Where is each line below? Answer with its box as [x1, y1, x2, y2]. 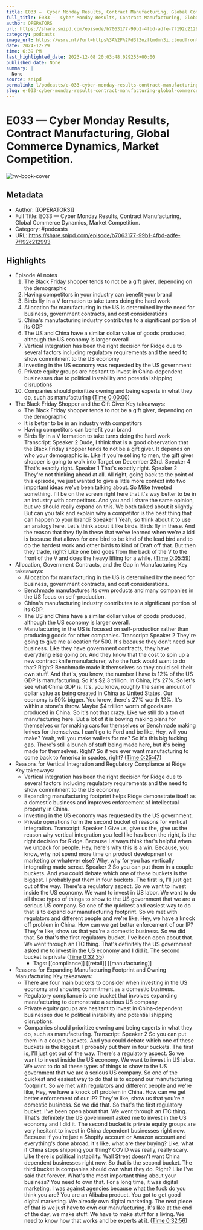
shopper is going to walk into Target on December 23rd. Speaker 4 [24, 458, 191, 465]
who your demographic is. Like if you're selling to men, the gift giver [24, 452, 194, 459]
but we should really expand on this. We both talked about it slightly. [24, 503, 195, 510]
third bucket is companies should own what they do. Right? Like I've [24, 1166, 193, 1173]
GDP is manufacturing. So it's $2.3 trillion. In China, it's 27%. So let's [24, 677, 195, 684]
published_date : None [6, 59, 61, 65]
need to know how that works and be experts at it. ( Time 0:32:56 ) [24, 1217, 188, 1225]
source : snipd [6, 76, 42, 82]
